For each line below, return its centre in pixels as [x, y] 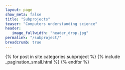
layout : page [19, 10]
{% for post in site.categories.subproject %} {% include [63, 56]
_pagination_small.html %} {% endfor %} [47, 62]
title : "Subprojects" [28, 19]
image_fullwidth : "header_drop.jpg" [50, 33]
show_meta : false [23, 14]
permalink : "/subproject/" [33, 38]
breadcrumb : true [23, 42]
